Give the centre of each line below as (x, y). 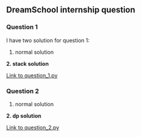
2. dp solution (24, 116)
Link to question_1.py (32, 75)
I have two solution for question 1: (48, 40)
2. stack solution (28, 63)
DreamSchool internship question (71, 10)
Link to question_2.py (33, 127)
